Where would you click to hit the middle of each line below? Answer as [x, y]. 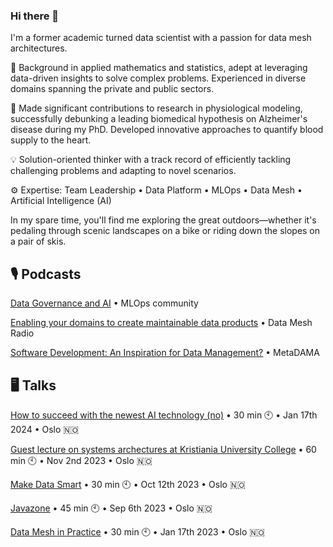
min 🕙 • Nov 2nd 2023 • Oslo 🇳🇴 [81, 460]
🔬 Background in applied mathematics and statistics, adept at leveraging [159, 68]
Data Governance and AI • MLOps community [104, 303]
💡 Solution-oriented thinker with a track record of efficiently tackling [151, 160]
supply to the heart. [51, 140]
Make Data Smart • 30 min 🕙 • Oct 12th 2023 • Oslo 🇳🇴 [128, 484]
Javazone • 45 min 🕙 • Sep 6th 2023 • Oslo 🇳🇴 [111, 508]
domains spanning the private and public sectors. [112, 89]
